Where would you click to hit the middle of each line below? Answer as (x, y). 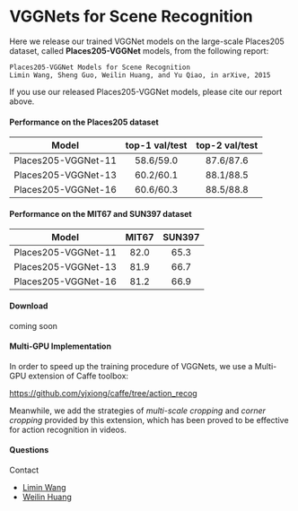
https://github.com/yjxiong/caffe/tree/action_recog (103, 393)
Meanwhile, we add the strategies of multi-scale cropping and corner (138, 411)
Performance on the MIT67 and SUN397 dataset (101, 213)
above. (22, 101)
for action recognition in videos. (68, 429)
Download (29, 306)
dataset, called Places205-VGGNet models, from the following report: (139, 50)
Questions (29, 450)
